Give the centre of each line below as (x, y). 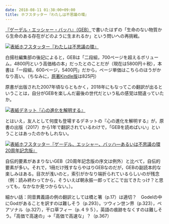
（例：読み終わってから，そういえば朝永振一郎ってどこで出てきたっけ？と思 (84, 180)
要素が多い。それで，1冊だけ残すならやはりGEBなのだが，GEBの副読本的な (83, 167)
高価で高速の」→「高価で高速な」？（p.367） (64, 216)
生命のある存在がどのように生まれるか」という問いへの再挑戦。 (76, 36)
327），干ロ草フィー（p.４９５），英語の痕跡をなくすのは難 (92, 209)
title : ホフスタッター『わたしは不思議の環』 (47, 15)
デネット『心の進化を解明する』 (52, 110)
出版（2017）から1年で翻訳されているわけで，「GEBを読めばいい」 (82, 127)
